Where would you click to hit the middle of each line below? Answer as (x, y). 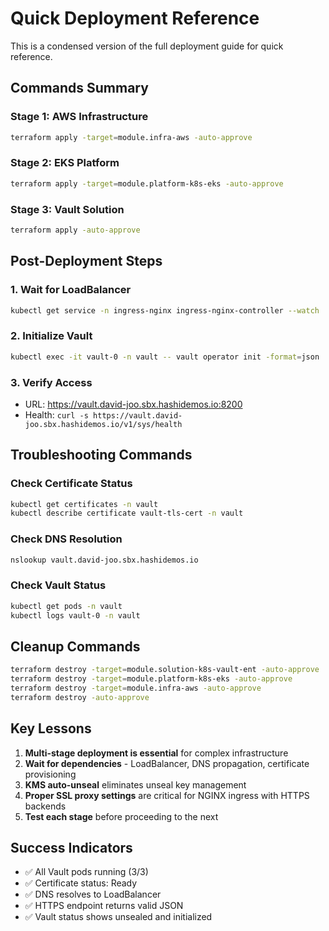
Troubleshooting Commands (101, 455)
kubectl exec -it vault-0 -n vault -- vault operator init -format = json (165, 357)
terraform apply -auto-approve (75, 230)
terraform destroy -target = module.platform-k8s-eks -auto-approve (151, 679)
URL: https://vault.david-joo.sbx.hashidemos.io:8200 (133, 404)
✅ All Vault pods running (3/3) (86, 872)
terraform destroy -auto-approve (80, 697)
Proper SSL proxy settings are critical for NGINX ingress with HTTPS (167, 795)
